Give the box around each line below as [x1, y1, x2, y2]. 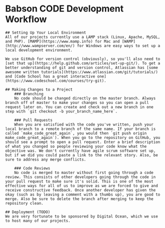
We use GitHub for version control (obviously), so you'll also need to [5, 56, 160, 61]
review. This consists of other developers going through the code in [5, 174, 156, 179]
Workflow [5, 13, 47, 25]
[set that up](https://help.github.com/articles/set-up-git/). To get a [5, 60, 160, 65]
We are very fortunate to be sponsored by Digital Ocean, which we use [5, 213, 158, 219]
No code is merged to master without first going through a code [14, 170, 154, 175]
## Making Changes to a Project [5, 87, 73, 92]
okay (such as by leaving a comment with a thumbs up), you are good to [5, 192, 160, 197]
